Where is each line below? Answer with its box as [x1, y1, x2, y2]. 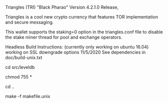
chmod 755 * [5, 74, 32, 79]
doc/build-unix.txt [5, 54, 43, 60]
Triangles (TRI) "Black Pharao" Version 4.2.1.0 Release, [5, 4, 119, 10]
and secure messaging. [5, 19, 54, 25]
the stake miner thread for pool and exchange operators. [5, 34, 122, 40]
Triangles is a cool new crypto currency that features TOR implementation [5, 14, 158, 19]
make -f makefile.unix [5, 93, 50, 99]
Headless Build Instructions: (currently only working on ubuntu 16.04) [5, 44, 149, 49]
